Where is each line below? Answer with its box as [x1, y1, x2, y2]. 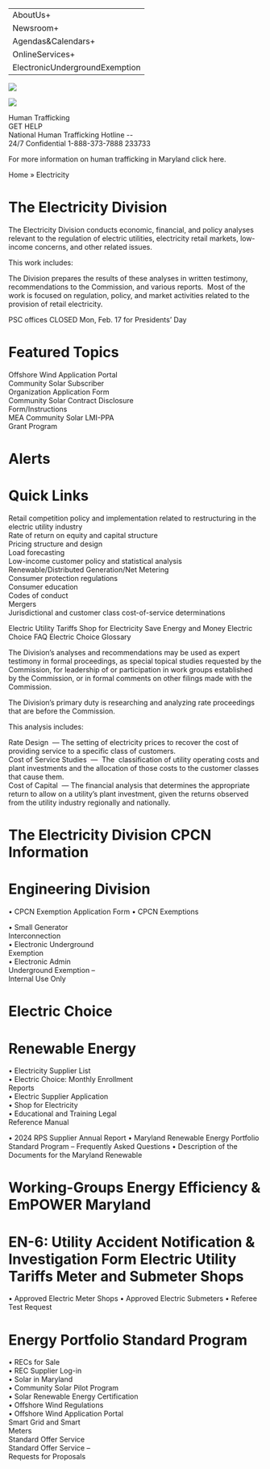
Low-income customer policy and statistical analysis [8, 557, 183, 566]
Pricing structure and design [8, 539, 103, 549]
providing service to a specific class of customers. [8, 747, 176, 756]
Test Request [8, 1303, 52, 1312]
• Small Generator [8, 923, 69, 932]
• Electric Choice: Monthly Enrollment [8, 1075, 134, 1084]
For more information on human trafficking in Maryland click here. [8, 154, 227, 164]
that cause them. [8, 772, 64, 781]
